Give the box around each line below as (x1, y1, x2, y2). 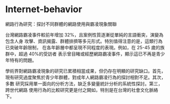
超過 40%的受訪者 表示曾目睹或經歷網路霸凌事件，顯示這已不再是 (18, 51, 156, 57)
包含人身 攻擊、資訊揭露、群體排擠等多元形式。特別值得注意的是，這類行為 (5, 38, 163, 44)
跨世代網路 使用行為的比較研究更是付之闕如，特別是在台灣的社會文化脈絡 (5, 87, 158, 93)
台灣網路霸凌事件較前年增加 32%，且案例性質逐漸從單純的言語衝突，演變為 (5, 31, 164, 38)
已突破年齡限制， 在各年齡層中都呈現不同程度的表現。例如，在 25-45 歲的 (5, 44, 160, 50)
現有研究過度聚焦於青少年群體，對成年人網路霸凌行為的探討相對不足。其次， (5, 74, 166, 80)
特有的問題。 (9, 57, 37, 63)
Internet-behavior (5, 4, 82, 15)
